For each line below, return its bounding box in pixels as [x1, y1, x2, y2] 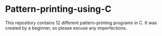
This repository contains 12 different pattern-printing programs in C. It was [5, 20, 157, 26]
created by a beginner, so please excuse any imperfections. [5, 25, 127, 31]
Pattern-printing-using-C [5, 3, 111, 15]
